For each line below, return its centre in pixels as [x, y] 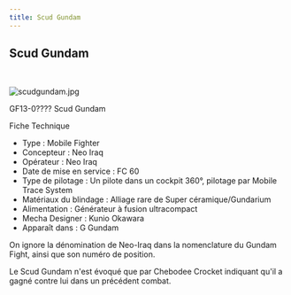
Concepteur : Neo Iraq [62, 152]
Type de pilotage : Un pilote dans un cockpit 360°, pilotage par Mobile [149, 181]
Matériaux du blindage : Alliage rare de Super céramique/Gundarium [146, 199]
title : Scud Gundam [45, 17]
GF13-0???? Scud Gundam [57, 109]
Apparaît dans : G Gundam [70, 228]
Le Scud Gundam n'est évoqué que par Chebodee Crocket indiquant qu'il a [146, 272]
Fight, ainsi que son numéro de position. [82, 254]
